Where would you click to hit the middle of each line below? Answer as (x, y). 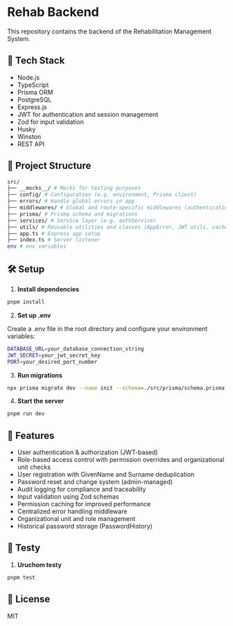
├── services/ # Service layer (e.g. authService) (82, 220)
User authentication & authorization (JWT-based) (87, 452)
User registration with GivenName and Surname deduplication (106, 474)
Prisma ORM (35, 92)
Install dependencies (48, 289)
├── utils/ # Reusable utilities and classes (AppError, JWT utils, (108, 227)
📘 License (29, 599)
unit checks (34, 467)
